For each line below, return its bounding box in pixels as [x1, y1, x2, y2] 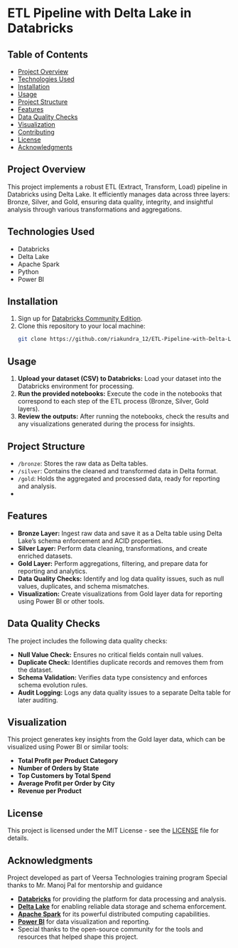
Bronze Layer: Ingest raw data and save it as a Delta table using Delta [17, 529, 222, 537]
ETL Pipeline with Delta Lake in [7, 5, 192, 21]
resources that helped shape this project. [17, 932, 139, 941]
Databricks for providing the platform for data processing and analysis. [17, 895, 227, 903]
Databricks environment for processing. [17, 382, 134, 391]
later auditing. [17, 695, 58, 704]
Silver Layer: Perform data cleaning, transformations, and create [17, 544, 207, 552]
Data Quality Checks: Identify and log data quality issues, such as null [17, 574, 225, 583]
